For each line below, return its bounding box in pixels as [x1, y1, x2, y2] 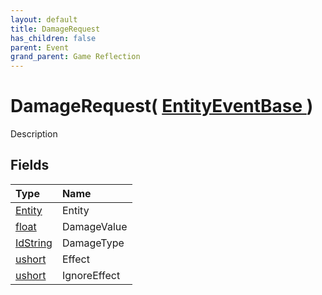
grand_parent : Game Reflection [10, 52, 141, 62]
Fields [10, 157, 50, 174]
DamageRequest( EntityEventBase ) [10, 95, 314, 118]
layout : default [10, 14, 78, 25]
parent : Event [10, 42, 70, 53]
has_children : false [10, 33, 97, 43]
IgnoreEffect [61, 268, 121, 282]
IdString [15, 236, 53, 250]
